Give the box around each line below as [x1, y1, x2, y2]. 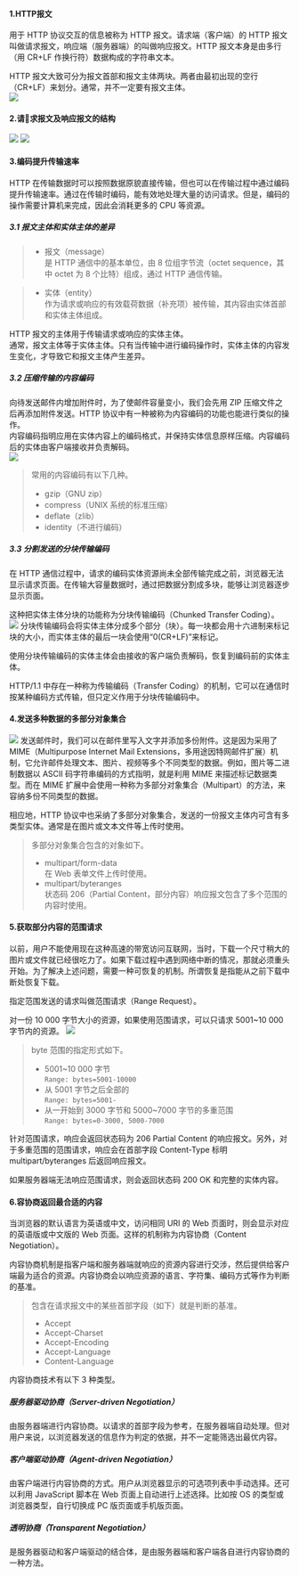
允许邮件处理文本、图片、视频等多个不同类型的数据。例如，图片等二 [32, 757, 282, 768]
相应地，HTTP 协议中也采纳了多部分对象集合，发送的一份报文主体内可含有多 [9, 809, 290, 820]
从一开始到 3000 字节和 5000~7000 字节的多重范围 [44, 1105, 234, 1115]
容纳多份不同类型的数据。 [9, 790, 103, 801]
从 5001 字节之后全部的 [44, 1083, 130, 1095]
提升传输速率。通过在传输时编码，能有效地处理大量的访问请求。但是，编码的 [9, 188, 290, 200]
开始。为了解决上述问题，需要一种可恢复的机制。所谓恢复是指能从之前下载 [9, 965, 282, 976]
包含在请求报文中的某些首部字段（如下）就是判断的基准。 [30, 1301, 242, 1311]
